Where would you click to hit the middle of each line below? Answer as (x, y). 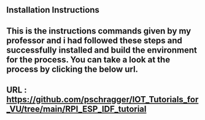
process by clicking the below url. (72, 69)
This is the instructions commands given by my (99, 31)
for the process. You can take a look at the (88, 60)
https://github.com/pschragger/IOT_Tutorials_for (102, 99)
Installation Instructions (53, 10)
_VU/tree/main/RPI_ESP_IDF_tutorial (76, 109)
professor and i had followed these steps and (94, 40)
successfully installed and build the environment (102, 50)
